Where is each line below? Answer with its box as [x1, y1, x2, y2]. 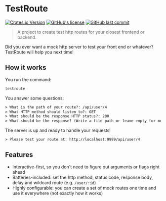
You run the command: [5, 76, 52, 82]
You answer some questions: [5, 95, 64, 101]
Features [5, 151, 33, 159]
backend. [17, 34, 37, 40]
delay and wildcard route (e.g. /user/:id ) [12, 179, 96, 186]
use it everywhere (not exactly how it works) [12, 190, 103, 196]
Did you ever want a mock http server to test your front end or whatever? [5, 44, 154, 50]
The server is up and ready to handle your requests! [5, 127, 111, 134]
